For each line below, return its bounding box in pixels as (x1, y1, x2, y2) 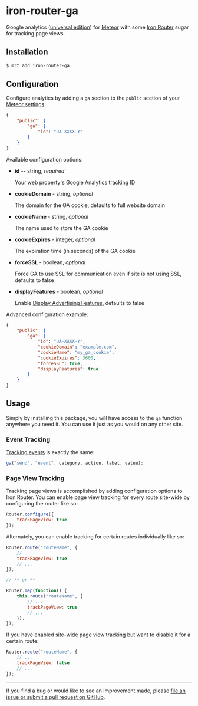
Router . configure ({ (6, 511, 54, 517)
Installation (6, 47, 48, 57)
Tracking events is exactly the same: (6, 449, 95, 456)
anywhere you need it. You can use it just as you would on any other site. (6, 421, 184, 428)
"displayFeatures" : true (37, 366, 99, 372)
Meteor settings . (6, 101, 46, 108)
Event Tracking (6, 435, 51, 444)
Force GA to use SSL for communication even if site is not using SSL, (14, 270, 182, 277)
